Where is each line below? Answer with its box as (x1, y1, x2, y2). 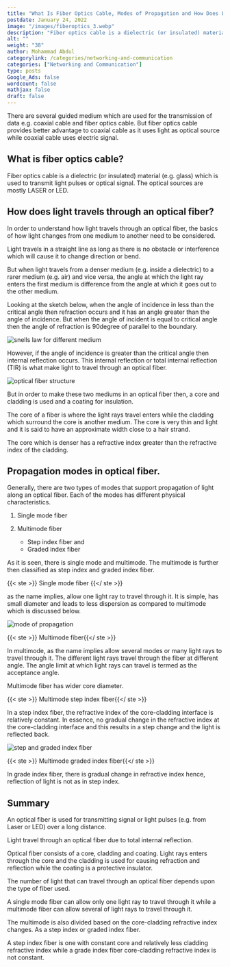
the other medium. (7, 287, 60, 295)
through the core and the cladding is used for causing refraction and (7, 857, 201, 865)
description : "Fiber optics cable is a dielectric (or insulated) (7, 29, 201, 36)
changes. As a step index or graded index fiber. (7, 926, 141, 934)
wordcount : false (7, 80, 57, 87)
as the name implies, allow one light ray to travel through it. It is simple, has (7, 592, 219, 600)
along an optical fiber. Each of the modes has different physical (7, 491, 186, 499)
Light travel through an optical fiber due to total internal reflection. (7, 836, 193, 844)
